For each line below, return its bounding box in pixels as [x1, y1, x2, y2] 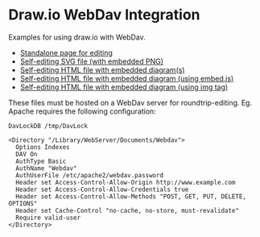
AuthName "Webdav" [15, 164, 78, 173]
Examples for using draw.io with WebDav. [8, 32, 147, 42]
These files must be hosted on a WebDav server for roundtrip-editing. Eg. [8, 98, 252, 107]
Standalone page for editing [19, 48, 113, 57]
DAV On [15, 150, 38, 158]
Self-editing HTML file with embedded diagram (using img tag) [19, 82, 229, 92]
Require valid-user [15, 214, 81, 222]
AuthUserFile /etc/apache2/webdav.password [15, 171, 163, 179]
